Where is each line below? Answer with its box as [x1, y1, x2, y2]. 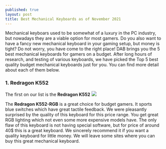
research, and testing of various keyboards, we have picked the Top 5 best [5, 57, 159, 63]
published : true [5, 7, 39, 12]
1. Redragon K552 [5, 79, 49, 86]
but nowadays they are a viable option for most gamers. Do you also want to [5, 35, 162, 41]
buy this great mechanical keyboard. [5, 138, 80, 144]
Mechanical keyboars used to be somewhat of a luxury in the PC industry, [5, 30, 157, 36]
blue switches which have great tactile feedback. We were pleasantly [5, 106, 147, 112]
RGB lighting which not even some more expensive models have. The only [5, 117, 157, 123]
